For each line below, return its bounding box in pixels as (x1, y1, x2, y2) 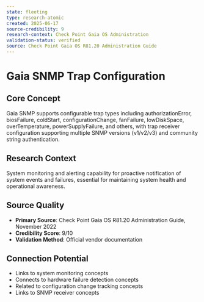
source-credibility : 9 (6, 26, 64, 32)
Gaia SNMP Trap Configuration (6, 70, 166, 83)
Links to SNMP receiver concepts (15, 289, 100, 297)
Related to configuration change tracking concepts (15, 282, 144, 290)
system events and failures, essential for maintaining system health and (6, 176, 186, 183)
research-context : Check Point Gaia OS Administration (6, 32, 149, 38)
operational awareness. (6, 182, 65, 190)
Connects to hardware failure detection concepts (15, 276, 139, 284)
